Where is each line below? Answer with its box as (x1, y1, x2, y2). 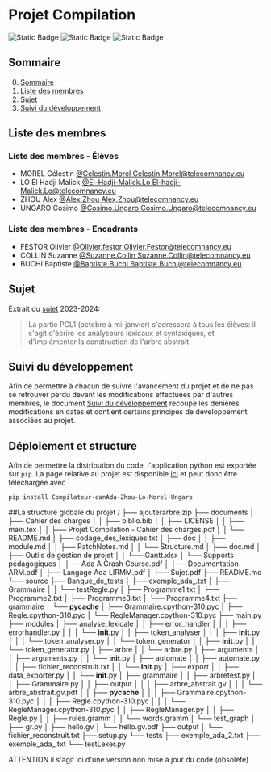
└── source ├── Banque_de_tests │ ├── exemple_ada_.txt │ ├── (8, 576, 230, 586)
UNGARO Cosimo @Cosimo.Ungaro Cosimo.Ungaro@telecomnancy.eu (19, 203, 256, 213)
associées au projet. (8, 416, 76, 426)
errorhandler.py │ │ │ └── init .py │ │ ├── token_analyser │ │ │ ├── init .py (8, 627, 261, 637)
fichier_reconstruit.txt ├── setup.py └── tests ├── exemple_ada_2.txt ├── (8, 731, 261, 741)
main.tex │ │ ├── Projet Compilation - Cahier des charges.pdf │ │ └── (8, 525, 245, 535)
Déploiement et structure (8, 438, 138, 453)
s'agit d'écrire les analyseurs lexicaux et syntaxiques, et (27, 328, 215, 338)
